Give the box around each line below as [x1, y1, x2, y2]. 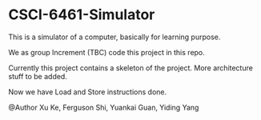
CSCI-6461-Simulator [8, 6, 155, 24]
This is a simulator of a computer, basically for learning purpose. [8, 32, 221, 42]
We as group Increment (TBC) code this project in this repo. [8, 47, 206, 57]
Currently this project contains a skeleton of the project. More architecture [8, 62, 254, 73]
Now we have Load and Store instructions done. [8, 86, 167, 97]
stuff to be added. [8, 71, 68, 81]
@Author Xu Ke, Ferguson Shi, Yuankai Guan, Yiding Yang [8, 102, 199, 112]
